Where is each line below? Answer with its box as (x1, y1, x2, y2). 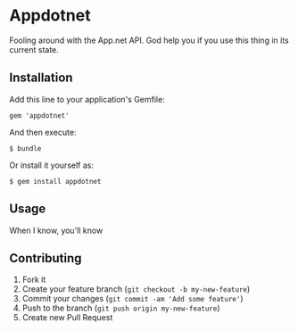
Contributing (9, 251, 82, 266)
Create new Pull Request (21, 312, 113, 323)
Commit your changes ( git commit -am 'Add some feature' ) (21, 294, 244, 304)
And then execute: (9, 127, 77, 137)
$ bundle (9, 144, 42, 153)
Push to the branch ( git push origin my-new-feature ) (21, 302, 220, 313)
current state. (9, 44, 60, 54)
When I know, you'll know (9, 225, 103, 236)
